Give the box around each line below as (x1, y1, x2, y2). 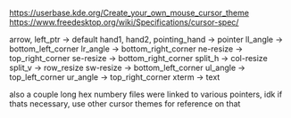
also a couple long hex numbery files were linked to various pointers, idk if (9, 89, 283, 99)
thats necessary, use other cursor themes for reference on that (9, 98, 241, 109)
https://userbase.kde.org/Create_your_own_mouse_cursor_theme (9, 8, 250, 18)
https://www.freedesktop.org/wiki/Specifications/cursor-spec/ (9, 17, 239, 28)
